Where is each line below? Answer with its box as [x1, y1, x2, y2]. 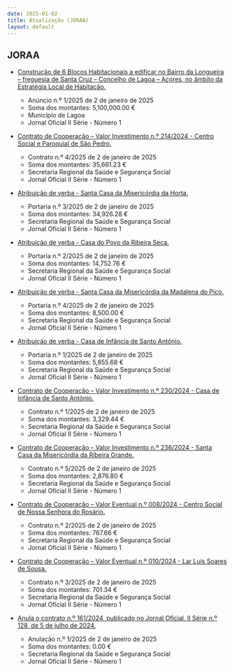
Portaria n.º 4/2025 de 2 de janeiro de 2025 [27, 302, 154, 310]
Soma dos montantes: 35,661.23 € [27, 160, 127, 169]
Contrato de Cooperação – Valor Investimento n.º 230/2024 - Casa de [17, 386, 220, 395]
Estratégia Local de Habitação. [17, 83, 106, 91]
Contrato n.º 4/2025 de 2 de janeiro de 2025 [27, 153, 157, 162]
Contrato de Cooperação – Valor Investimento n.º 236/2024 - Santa [17, 444, 212, 452]
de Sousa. [17, 565, 47, 573]
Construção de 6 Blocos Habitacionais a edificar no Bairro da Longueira [17, 68, 224, 76]
